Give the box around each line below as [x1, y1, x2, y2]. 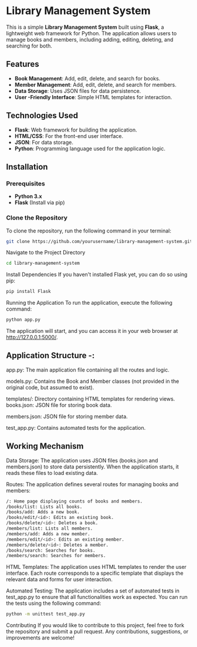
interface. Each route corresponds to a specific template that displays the [6, 570, 184, 577]
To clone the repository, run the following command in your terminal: [6, 227, 172, 234]
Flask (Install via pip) [14, 199, 66, 206]
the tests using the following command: [6, 600, 101, 607]
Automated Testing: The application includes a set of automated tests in [6, 587, 180, 594]
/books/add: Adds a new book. [6, 509, 80, 515]
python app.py [6, 317, 41, 323]
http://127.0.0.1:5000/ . [6, 333, 58, 341]
